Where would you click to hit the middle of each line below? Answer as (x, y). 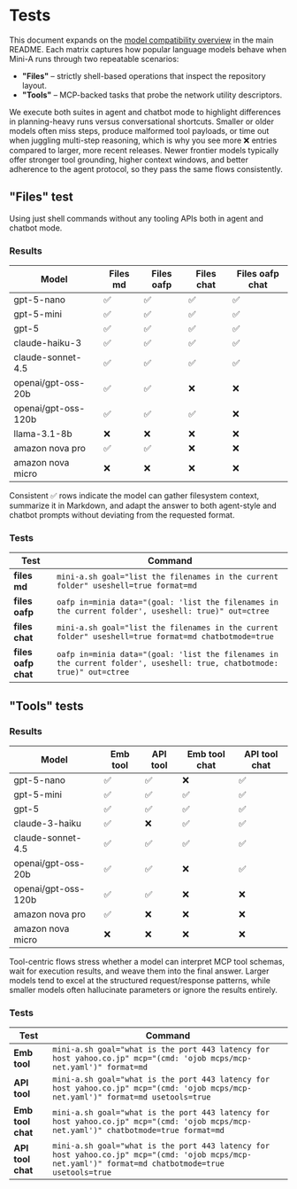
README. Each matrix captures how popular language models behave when (148, 49)
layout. (34, 85)
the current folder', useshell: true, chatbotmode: (167, 663)
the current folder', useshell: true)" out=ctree (163, 611)
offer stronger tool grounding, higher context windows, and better (129, 160)
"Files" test (41, 197)
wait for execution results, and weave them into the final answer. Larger (139, 971)
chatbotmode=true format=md (166, 1130)
